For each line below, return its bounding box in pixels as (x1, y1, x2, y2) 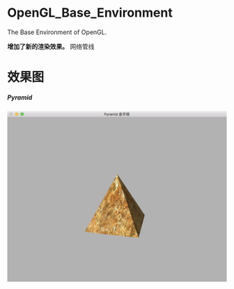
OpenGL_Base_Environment (7, 5, 173, 21)
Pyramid (7, 93, 33, 102)
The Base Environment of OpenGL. (7, 28, 107, 36)
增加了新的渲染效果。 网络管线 (7, 42, 95, 50)
